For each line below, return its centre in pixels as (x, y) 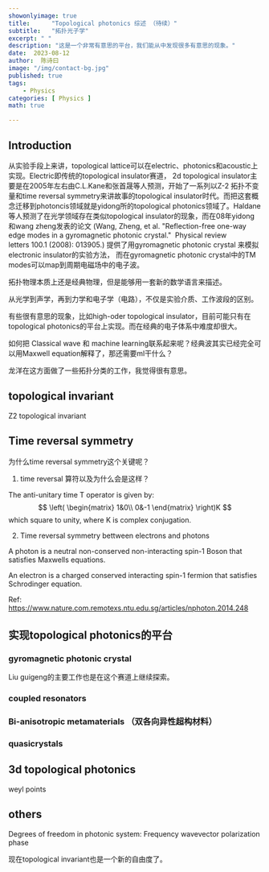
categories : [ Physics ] (50, 98)
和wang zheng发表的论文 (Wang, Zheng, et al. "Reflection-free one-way (127, 225)
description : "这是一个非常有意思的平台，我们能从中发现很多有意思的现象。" (122, 46)
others (25, 814)
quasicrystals (36, 744)
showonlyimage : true (43, 16)
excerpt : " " (30, 38)
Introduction (40, 145)
